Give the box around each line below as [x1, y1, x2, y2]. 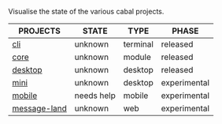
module [123, 51, 152, 62]
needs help [74, 90, 116, 101]
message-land [12, 103, 67, 114]
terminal [123, 39, 154, 50]
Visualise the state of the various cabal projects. [8, 7, 165, 16]
